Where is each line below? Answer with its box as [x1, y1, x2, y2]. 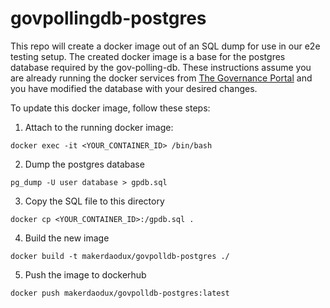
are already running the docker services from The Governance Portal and [10, 72, 313, 84]
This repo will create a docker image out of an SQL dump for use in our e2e [10, 40, 321, 52]
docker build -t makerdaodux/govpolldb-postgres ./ [10, 251, 230, 261]
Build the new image [24, 232, 110, 244]
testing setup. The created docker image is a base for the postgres [10, 50, 286, 62]
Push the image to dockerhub [24, 268, 147, 281]
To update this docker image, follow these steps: [10, 102, 211, 114]
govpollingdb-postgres [10, 7, 207, 30]
